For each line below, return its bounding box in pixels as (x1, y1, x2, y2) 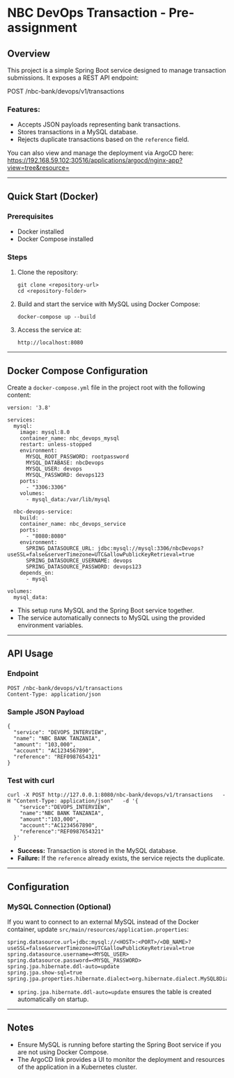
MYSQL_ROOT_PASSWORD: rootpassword (25, 453, 130, 461)
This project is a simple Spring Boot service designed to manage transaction (7, 66, 226, 74)
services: (7, 417, 36, 424)
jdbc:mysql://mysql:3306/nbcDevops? (97, 545, 204, 552)
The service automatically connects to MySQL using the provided (17, 614, 205, 622)
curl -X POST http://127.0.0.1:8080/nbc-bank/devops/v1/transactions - (7, 791, 226, 798)
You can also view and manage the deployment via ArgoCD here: (7, 149, 194, 157)
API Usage (7, 648, 54, 660)
